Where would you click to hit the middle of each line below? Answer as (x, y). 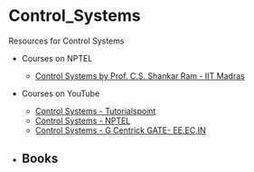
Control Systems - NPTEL (83, 120)
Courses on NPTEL (57, 58)
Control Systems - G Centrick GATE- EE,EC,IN (120, 130)
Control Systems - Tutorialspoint (95, 110)
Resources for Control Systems (66, 41)
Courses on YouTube (61, 93)
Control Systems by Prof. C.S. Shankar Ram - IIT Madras (140, 76)
